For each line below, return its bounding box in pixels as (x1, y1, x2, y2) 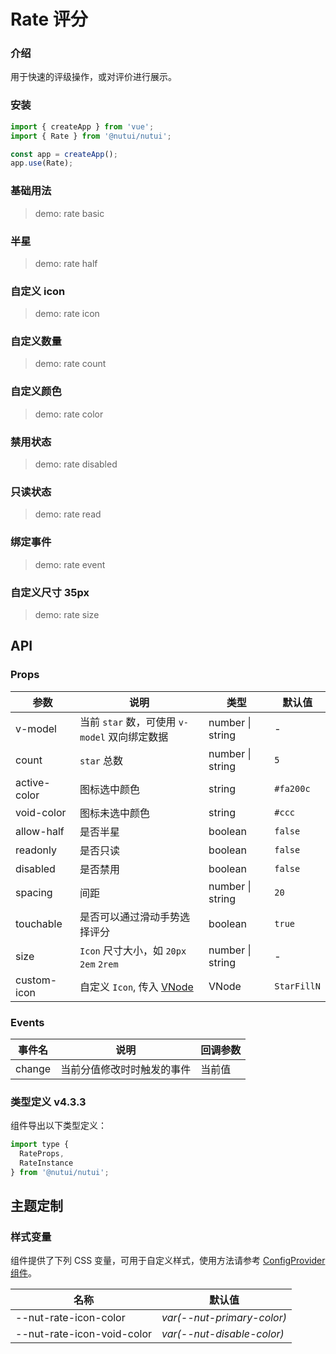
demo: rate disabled (34, 458, 118, 470)
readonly (15, 843, 58, 857)
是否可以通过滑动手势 (79, 910, 181, 924)
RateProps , (19, 1149, 65, 1159)
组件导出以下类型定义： (10, 1120, 107, 1132)
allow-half (15, 824, 65, 838)
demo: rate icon (34, 308, 100, 320)
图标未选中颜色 (79, 806, 151, 820)
